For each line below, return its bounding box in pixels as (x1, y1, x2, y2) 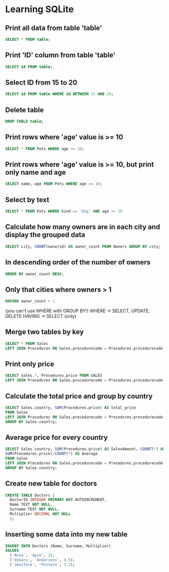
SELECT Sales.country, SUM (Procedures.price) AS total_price (5, 405, 136, 410)
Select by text (5, 195, 49, 204)
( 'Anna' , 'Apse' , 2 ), (10, 553, 55, 558)
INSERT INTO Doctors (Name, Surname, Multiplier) (5, 543, 112, 548)
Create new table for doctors (5, 479, 97, 488)
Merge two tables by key (5, 328, 84, 336)
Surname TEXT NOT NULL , (10, 507, 59, 512)
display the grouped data (5, 231, 86, 239)
